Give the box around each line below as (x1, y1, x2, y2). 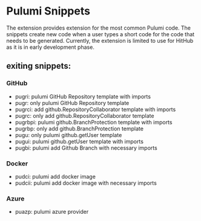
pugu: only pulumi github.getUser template (15, 131, 122, 138)
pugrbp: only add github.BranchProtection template (15, 125, 144, 132)
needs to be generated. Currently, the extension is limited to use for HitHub (6, 37, 194, 44)
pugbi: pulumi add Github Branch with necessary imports (15, 144, 157, 152)
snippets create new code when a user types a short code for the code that (6, 30, 195, 37)
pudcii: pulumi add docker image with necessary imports (15, 179, 157, 187)
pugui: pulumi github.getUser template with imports (15, 138, 144, 145)
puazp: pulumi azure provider (15, 208, 89, 216)
